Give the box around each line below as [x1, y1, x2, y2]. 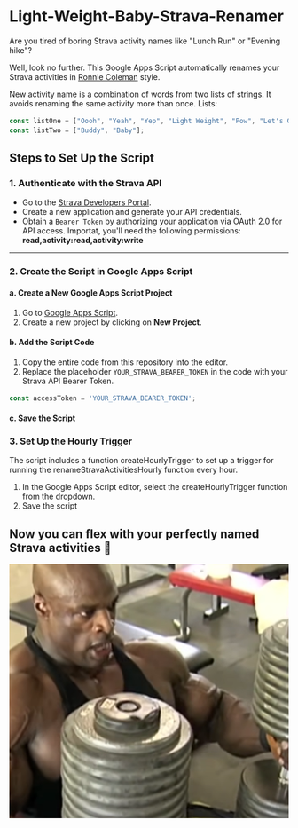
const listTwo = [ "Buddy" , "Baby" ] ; [9, 126, 145, 135]
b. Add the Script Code [9, 337, 95, 348]
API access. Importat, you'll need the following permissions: [21, 225, 241, 236]
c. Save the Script [9, 413, 76, 423]
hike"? [9, 44, 33, 55]
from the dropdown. [21, 491, 96, 502]
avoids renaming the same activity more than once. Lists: [9, 98, 218, 108]
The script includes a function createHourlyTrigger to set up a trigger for [9, 455, 274, 466]
